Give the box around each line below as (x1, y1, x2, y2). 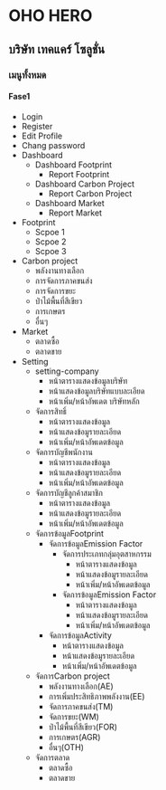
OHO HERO (8, 5, 93, 26)
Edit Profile (21, 130, 63, 141)
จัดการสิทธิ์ (34, 405, 67, 416)
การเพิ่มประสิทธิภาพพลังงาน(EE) (48, 690, 145, 701)
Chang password (21, 139, 86, 150)
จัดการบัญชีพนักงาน (34, 446, 94, 457)
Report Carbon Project (48, 187, 133, 199)
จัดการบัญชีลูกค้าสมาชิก (34, 487, 103, 498)
